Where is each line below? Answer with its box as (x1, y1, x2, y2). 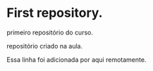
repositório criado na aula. (6, 41, 82, 50)
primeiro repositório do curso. (6, 28, 93, 37)
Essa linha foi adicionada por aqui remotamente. (6, 55, 147, 64)
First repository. (6, 5, 103, 21)
